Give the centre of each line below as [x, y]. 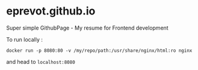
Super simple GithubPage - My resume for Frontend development [87, 28]
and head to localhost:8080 [41, 62]
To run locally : [25, 39]
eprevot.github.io [51, 11]
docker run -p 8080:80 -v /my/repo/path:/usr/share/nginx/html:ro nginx [99, 50]
